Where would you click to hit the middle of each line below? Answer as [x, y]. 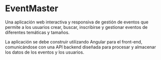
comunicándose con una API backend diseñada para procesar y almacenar [80, 47]
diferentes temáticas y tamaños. [37, 32]
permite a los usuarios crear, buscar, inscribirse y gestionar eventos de [76, 27]
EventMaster [32, 9]
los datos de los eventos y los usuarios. [45, 52]
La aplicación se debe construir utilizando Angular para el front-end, [74, 41]
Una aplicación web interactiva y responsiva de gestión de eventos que [77, 22]
